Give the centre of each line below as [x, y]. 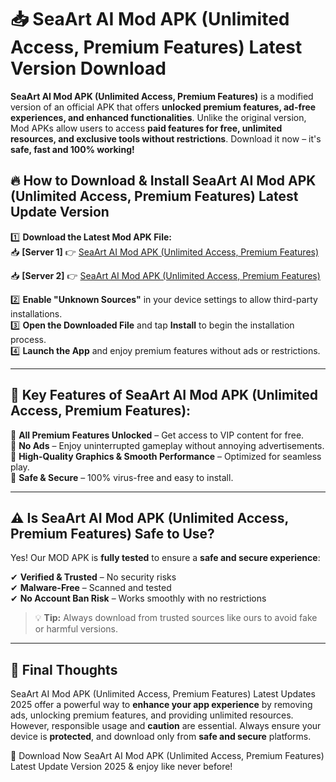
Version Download [88, 68]
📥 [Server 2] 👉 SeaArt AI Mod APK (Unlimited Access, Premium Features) [165, 275]
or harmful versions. [76, 629]
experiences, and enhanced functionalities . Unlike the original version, [158, 117]
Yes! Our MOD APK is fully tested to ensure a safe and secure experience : [165, 558]
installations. [36, 313]
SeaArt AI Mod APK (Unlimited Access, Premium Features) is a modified [162, 96]
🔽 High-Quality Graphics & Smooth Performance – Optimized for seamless [166, 456]
